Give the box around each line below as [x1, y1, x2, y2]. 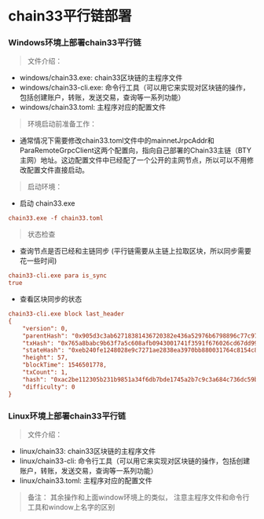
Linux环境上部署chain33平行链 [8, 410, 126, 421]
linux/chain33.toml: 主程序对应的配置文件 [19, 476, 153, 485]
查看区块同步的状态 [19, 294, 82, 304]
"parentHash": [22, 331, 68, 340]
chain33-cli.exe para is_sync [8, 272, 108, 280]
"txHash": [22, 339, 55, 347]
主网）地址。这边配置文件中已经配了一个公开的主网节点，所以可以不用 [19, 155, 247, 165]
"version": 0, [22, 324, 68, 332]
